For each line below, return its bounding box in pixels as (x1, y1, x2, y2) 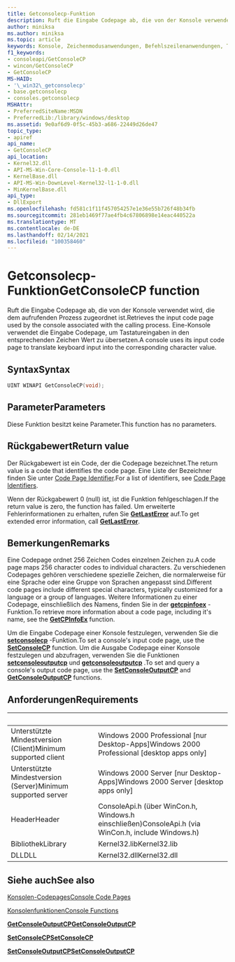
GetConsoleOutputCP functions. (7, 673, 103, 682)
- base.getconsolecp (7, 88, 68, 95)
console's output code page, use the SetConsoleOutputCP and (7, 666, 191, 674)
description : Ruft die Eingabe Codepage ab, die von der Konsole (7, 17, 201, 24)
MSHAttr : (7, 101, 33, 108)
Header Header (10, 814, 60, 824)
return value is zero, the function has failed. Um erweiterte (7, 502, 176, 511)
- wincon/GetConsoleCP (7, 62, 73, 69)
